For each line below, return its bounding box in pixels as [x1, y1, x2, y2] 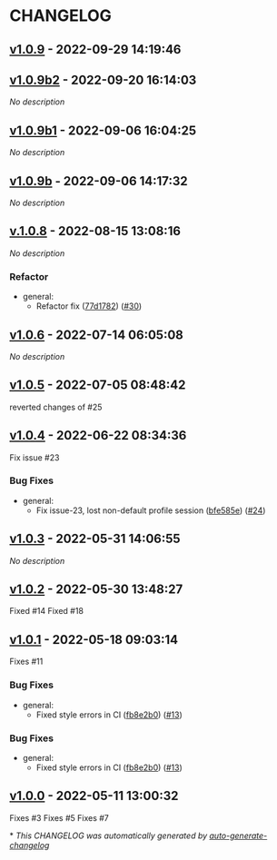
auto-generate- [209, 830, 268, 841]
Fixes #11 [9, 656, 44, 667]
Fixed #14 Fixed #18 [9, 606, 84, 617]
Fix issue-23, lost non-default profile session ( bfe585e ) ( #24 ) [35, 505, 266, 516]
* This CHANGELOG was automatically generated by [9, 830, 208, 841]
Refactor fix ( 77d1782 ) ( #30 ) [35, 301, 143, 311]
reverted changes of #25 [9, 401, 103, 412]
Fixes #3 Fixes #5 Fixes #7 [9, 812, 109, 823]
